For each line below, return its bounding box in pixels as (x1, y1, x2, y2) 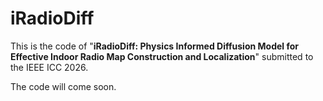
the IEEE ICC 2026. (10, 61, 89, 73)
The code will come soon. (10, 80, 117, 92)
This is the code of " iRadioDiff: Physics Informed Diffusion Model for (10, 40, 299, 52)
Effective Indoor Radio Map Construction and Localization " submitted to (10, 50, 314, 62)
